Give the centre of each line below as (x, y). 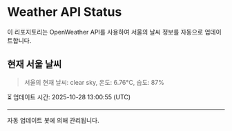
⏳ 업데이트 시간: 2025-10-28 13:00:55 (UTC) (69, 97)
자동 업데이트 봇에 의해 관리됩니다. (53, 120)
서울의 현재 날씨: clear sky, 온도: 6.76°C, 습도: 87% (94, 82)
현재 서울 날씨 (35, 64)
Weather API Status (65, 12)
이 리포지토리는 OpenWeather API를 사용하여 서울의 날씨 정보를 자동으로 (105, 32)
